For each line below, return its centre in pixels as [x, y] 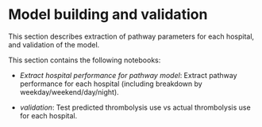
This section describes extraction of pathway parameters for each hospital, [131, 36]
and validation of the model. [54, 44]
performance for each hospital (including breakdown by [111, 84]
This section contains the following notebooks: [85, 60]
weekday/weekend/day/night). [69, 92]
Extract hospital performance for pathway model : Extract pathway [128, 75]
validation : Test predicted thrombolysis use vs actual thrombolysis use [135, 107]
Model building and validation [108, 15]
